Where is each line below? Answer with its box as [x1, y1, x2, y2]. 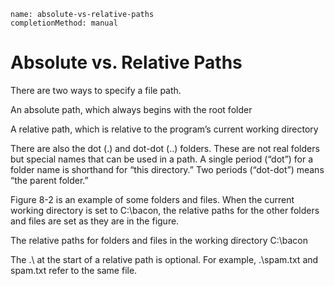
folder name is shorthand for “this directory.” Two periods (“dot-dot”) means [10, 163, 325, 175]
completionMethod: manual [10, 18, 118, 28]
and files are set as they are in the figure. [10, 215, 180, 227]
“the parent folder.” [10, 174, 89, 186]
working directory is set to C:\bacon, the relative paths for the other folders [10, 204, 320, 216]
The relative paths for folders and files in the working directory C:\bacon [10, 234, 308, 246]
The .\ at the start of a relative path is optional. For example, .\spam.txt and [10, 253, 319, 265]
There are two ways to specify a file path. [10, 84, 182, 96]
